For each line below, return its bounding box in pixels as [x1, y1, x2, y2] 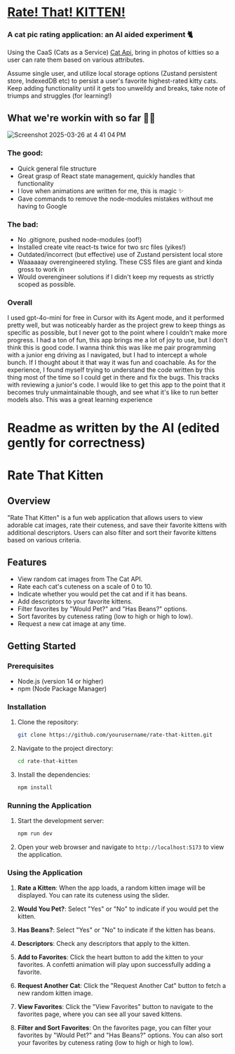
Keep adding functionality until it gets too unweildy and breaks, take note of [7, 84, 226, 93]
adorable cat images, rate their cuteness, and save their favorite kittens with [7, 521, 227, 530]
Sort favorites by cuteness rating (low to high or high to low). [17, 612, 193, 621]
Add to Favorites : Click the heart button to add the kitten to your [17, 953, 204, 961]
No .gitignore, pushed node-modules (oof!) [17, 235, 142, 244]
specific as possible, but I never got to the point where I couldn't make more [7, 328, 227, 337]
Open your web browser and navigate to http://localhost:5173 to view [17, 843, 224, 851]
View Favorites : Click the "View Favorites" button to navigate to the [17, 1003, 214, 1011]
